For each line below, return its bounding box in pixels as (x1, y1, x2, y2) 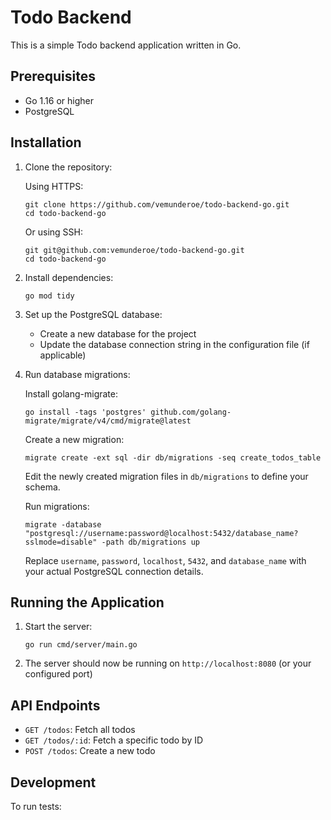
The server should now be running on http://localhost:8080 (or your (24, 657, 312, 670)
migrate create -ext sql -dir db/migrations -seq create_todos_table (24, 452, 322, 463)
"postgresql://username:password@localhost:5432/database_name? (24, 528, 299, 538)
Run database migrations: (24, 368, 131, 380)
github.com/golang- (150, 407, 232, 417)
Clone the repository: (24, 161, 113, 173)
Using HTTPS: (24, 180, 84, 192)
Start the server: (24, 621, 93, 633)
